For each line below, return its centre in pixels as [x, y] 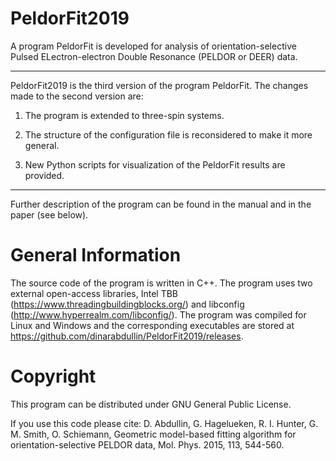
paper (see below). [49, 214]
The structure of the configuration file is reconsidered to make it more [168, 134]
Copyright [53, 376]
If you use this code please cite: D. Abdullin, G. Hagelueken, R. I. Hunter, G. [164, 423]
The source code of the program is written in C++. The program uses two [161, 283]
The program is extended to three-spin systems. [124, 115]
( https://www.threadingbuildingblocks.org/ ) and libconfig [127, 304]
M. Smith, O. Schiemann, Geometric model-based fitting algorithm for [153, 434]
